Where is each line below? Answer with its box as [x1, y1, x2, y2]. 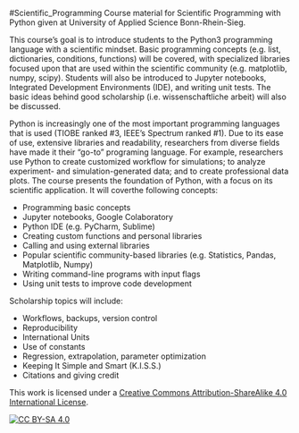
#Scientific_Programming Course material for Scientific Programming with [9, 8, 281, 18]
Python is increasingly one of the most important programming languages [9, 118, 280, 129]
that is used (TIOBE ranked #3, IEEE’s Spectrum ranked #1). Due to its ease [9, 128, 284, 138]
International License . [9, 397, 89, 407]
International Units [21, 332, 90, 343]
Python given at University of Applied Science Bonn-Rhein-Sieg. [9, 17, 246, 28]
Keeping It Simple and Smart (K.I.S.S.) [21, 361, 162, 370]
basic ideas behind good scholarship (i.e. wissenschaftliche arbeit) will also [9, 91, 287, 102]
